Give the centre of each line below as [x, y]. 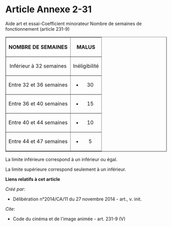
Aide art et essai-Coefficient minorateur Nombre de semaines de [74, 24]
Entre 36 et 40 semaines [38, 103]
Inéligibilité [86, 66]
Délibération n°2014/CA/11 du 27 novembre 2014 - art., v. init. [77, 199]
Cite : [10, 209]
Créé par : [15, 189]
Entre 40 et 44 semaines [38, 122]
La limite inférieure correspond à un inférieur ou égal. [61, 159]
